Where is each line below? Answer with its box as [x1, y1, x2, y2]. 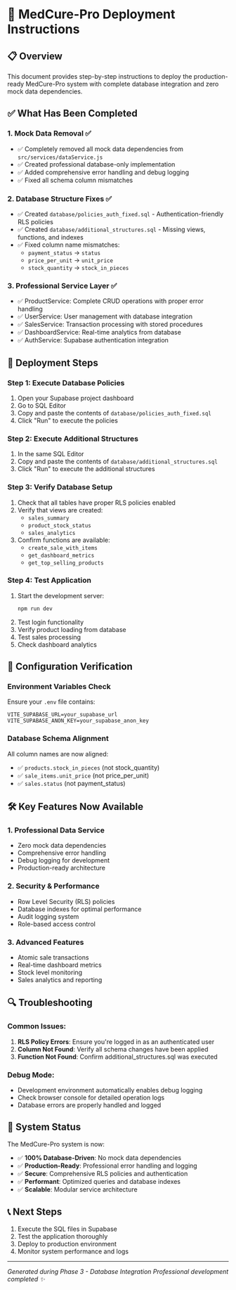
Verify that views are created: [17, 505, 103, 514]
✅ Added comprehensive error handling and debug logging [17, 168, 190, 176]
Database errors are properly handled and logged [17, 1100, 162, 1109]
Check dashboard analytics [17, 640, 97, 649]
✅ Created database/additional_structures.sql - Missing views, [17, 225, 206, 233]
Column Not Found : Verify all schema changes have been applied [17, 1045, 209, 1053]
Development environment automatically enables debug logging [17, 1085, 203, 1094]
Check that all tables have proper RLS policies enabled [17, 498, 176, 507]
